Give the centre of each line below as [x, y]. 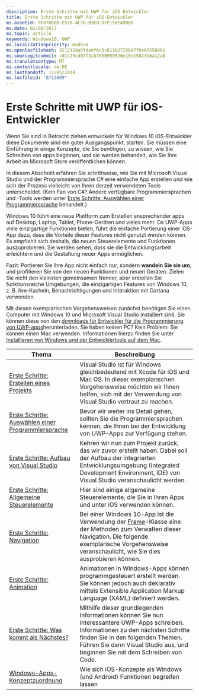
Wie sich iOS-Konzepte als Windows [131, 669]
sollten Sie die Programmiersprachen [131, 419]
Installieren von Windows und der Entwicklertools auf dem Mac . [84, 340]
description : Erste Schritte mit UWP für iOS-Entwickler [78, 12]
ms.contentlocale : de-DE [37, 67]
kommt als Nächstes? [39, 637]
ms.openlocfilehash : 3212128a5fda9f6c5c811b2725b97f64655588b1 [86, 50]
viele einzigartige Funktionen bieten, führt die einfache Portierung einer [93, 228]
